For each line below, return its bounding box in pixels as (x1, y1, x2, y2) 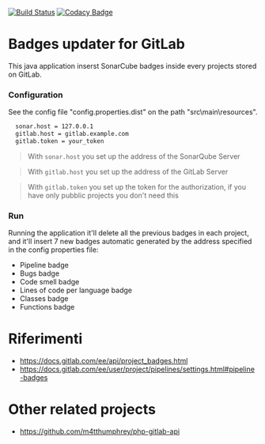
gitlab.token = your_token (15, 137, 104, 145)
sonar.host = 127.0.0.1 (15, 122, 93, 130)
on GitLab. (8, 70, 42, 79)
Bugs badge (19, 269, 60, 278)
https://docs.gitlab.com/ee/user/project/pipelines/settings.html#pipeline (19, 364, 256, 374)
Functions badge (19, 303, 75, 312)
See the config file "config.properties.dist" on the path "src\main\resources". (8, 107, 258, 117)
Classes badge (19, 294, 69, 303)
